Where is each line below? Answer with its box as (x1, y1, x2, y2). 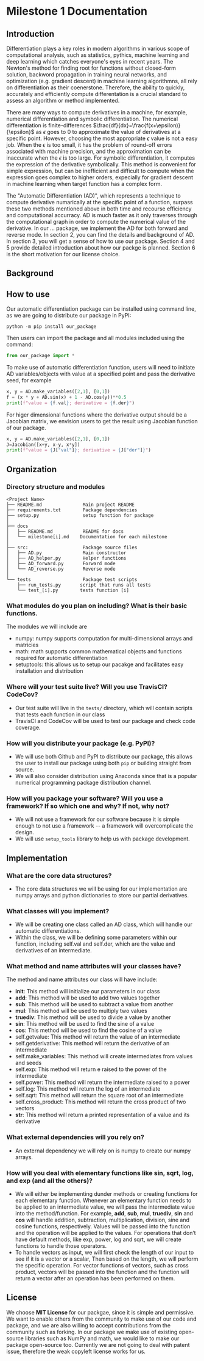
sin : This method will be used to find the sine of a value (15, 1020, 154, 1028)
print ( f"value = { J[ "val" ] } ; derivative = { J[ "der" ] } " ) (6, 447, 151, 453)
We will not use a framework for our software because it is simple (15, 815, 180, 823)
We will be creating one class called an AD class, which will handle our (15, 921, 193, 928)
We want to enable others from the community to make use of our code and (6, 1315, 197, 1322)
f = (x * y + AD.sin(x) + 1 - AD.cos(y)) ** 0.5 (6, 394, 127, 400)
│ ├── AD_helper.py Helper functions (6, 555, 127, 562)
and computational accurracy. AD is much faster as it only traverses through (6, 212, 198, 218)
